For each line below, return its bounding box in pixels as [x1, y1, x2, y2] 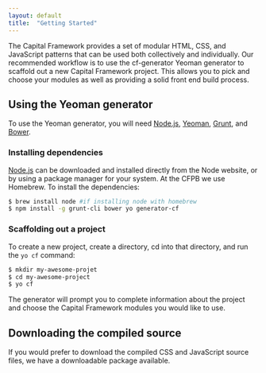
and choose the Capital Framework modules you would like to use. [8, 303, 226, 313]
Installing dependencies [8, 147, 103, 158]
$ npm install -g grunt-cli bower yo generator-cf [8, 204, 179, 213]
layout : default [8, 11, 62, 20]
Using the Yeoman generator [8, 97, 153, 111]
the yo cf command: [8, 250, 75, 259]
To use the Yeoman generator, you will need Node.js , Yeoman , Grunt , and [8, 119, 249, 128]
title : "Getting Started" [8, 19, 98, 27]
